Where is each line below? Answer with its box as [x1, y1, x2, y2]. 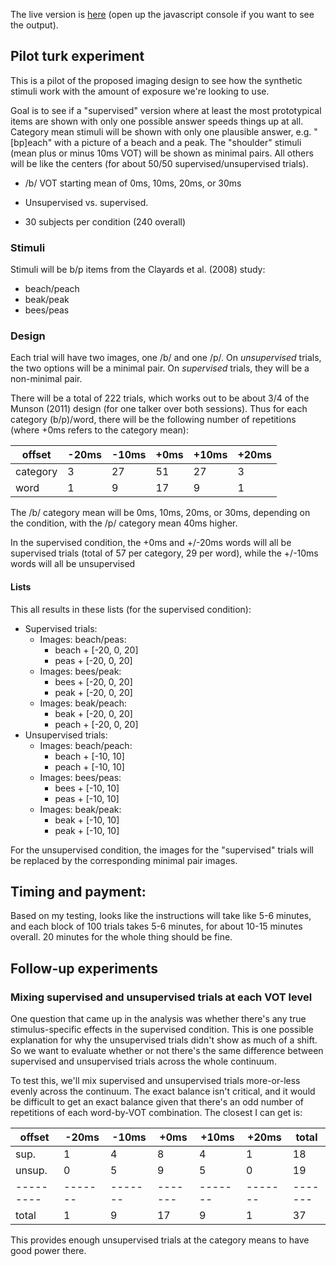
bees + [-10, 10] [54, 782, 120, 794]
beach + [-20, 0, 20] [54, 644, 139, 656]
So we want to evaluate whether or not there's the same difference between [10, 1045, 324, 1057]
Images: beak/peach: [39, 697, 128, 709]
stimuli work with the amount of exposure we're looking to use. [10, 85, 270, 97]
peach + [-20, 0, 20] [54, 718, 139, 730]
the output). [10, 19, 59, 31]
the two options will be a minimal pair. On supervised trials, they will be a [10, 362, 310, 374]
